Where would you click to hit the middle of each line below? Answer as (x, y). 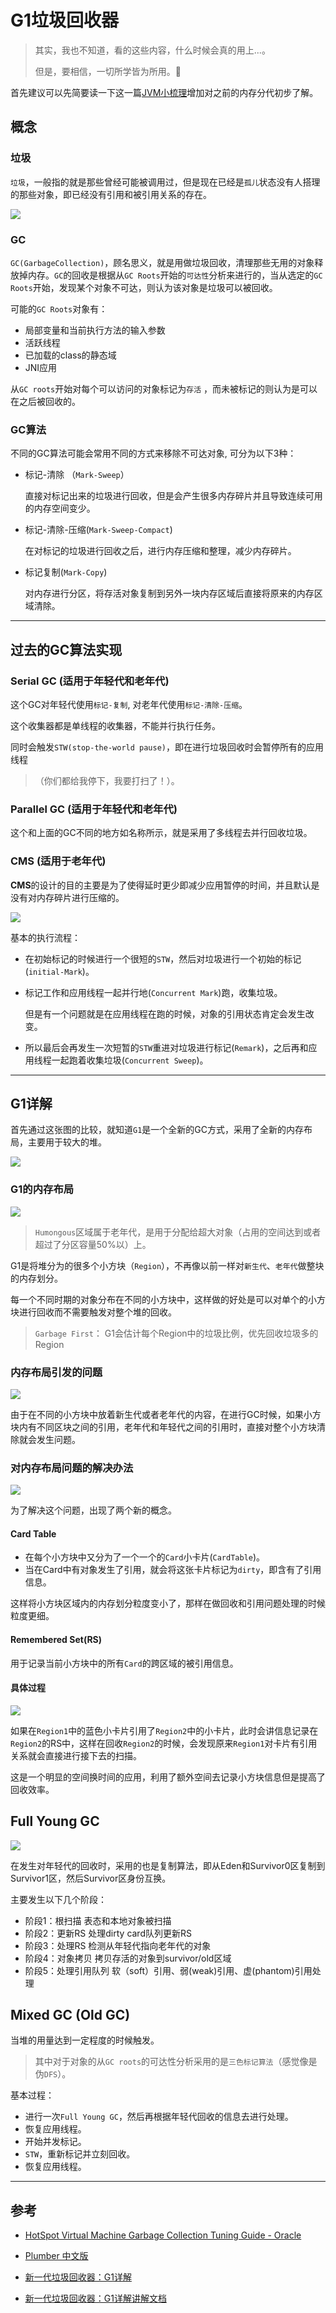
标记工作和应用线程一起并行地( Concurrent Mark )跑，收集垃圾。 (153, 992)
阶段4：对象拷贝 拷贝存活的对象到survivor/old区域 (128, 1958)
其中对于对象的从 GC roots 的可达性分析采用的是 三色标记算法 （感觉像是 (176, 2062)
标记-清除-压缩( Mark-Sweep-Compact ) (98, 530)
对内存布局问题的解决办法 (72, 1468)
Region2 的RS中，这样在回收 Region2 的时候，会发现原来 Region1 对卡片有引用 (164, 1743)
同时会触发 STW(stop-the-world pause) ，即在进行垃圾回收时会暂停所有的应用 (167, 747)
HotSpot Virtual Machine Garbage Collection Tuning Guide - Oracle (163, 2235)
